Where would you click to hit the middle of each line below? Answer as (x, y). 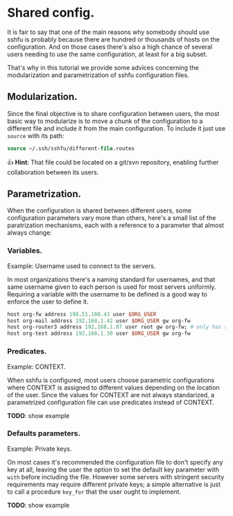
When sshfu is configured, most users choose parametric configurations (111, 380)
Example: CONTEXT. (36, 367)
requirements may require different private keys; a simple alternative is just (114, 484)
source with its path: (36, 135)
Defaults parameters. (44, 433)
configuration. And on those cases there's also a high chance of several (110, 47)
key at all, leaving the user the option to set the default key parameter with (113, 469)
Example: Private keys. (40, 449)
